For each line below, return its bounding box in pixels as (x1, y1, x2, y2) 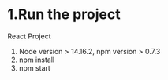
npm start (18, 63, 50, 72)
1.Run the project (7, 5, 121, 24)
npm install (18, 55, 55, 64)
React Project (7, 31, 51, 41)
